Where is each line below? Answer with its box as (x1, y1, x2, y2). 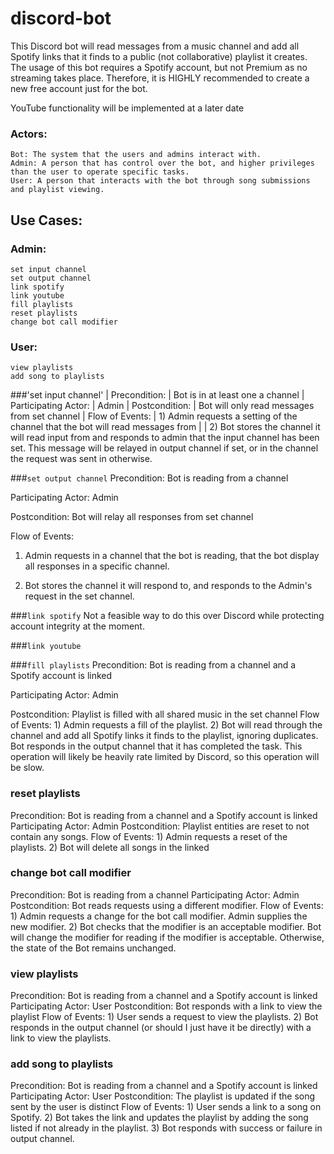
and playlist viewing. (10, 185, 105, 195)
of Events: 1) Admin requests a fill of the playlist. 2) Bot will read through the (10, 719, 323, 731)
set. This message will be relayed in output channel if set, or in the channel (10, 442, 319, 454)
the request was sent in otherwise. (10, 453, 153, 465)
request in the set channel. (24, 590, 135, 602)
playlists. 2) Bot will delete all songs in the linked (10, 841, 210, 853)
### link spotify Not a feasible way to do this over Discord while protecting (10, 610, 325, 622)
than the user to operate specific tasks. (10, 167, 190, 177)
